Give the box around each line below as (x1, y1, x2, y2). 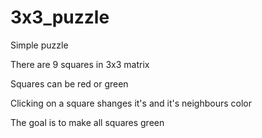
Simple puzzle (10, 39, 69, 51)
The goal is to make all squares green (10, 116, 165, 128)
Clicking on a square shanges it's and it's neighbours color (10, 97, 253, 109)
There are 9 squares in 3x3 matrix (10, 58, 150, 70)
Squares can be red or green (10, 77, 129, 90)
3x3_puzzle (10, 6, 110, 29)
